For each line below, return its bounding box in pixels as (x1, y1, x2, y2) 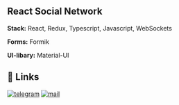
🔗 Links (7, 71, 40, 83)
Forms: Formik (7, 38, 50, 46)
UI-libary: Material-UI (7, 51, 69, 59)
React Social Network (7, 6, 103, 17)
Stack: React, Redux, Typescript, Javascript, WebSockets (7, 24, 172, 32)
